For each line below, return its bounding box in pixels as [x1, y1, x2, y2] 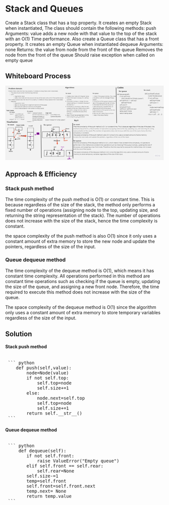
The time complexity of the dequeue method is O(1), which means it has [5, 268, 154, 274]
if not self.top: [26, 375, 69, 381]
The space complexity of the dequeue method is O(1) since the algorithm [5, 304, 156, 310]
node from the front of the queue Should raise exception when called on [5, 51, 155, 58]
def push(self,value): [16, 365, 72, 371]
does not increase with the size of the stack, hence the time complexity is [5, 218, 158, 224]
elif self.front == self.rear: [26, 463, 104, 469]
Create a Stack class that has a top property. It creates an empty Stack [5, 20, 152, 26]
